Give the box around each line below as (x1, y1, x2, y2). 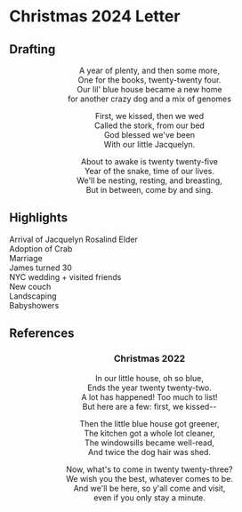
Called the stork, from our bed (94, 120, 205, 131)
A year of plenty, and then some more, (78, 65, 221, 76)
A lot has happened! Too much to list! (81, 391, 218, 402)
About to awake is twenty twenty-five (80, 156, 218, 166)
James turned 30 (9, 262, 73, 273)
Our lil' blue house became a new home (77, 84, 222, 94)
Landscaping (9, 291, 57, 301)
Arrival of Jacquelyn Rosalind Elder (9, 234, 138, 244)
